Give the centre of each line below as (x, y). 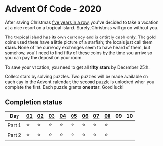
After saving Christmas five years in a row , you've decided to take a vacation (82, 22)
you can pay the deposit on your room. (44, 57)
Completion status (34, 102)
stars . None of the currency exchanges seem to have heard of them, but (78, 47)
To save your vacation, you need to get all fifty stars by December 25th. (77, 67)
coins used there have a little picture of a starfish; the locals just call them (79, 42)
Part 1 (15, 125)
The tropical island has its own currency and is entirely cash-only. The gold (80, 37)
